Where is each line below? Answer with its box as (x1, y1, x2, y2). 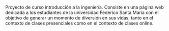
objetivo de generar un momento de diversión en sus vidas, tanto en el (5, 15, 154, 20)
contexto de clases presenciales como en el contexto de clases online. (5, 20, 154, 26)
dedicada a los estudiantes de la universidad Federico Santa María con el (5, 9, 159, 15)
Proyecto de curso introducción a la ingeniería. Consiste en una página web (5, 4, 164, 10)
